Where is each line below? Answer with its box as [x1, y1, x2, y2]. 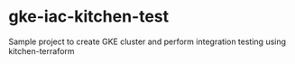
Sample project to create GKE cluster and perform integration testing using [8, 36, 286, 47]
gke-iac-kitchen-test [8, 6, 170, 27]
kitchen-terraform [8, 45, 75, 56]
